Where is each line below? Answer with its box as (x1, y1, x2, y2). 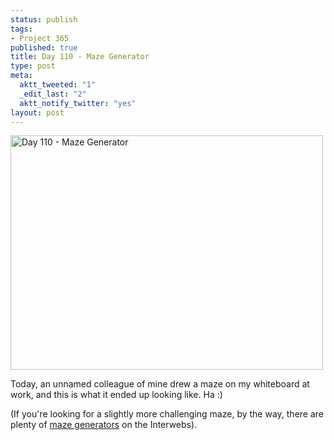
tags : (10, 24, 33, 34)
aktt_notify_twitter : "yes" (19, 98, 137, 108)
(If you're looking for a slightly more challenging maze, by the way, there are (10, 408, 325, 420)
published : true (10, 42, 78, 53)
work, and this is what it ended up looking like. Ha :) (10, 389, 223, 401)
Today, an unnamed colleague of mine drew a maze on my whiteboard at (10, 378, 310, 390)
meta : (10, 71, 33, 81)
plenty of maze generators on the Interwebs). (10, 419, 198, 431)
